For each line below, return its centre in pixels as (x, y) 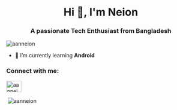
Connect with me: (33, 71)
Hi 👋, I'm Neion (101, 12)
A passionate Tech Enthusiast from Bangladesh (101, 31)
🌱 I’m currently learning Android (55, 56)
